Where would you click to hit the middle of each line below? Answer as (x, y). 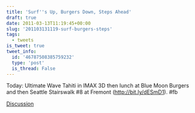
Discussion (20, 104)
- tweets (23, 40)
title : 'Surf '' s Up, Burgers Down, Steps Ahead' (69, 12)
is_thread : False (34, 68)
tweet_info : (21, 52)
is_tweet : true (26, 46)
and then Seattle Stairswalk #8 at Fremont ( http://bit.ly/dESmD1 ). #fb (92, 92)
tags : (13, 35)
